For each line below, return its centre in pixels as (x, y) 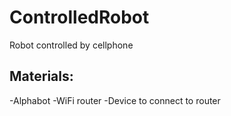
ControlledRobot (79, 17)
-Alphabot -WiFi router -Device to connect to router (115, 100)
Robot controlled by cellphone (71, 45)
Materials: (41, 76)
